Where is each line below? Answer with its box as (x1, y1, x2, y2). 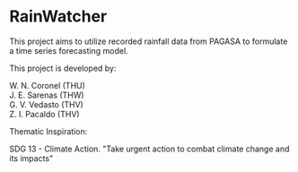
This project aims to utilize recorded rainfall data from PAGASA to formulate (9, 36, 288, 47)
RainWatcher (9, 6, 108, 27)
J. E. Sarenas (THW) (9, 90, 84, 100)
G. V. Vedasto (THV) (9, 99, 83, 109)
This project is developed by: (9, 63, 117, 73)
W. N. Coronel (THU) (9, 80, 85, 90)
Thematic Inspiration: (9, 125, 88, 136)
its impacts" (9, 152, 54, 163)
